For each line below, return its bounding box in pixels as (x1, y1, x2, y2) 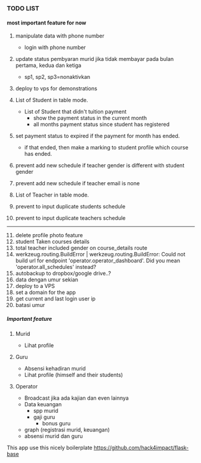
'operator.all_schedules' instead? (15, 263, 97, 271)
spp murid (33, 407, 58, 415)
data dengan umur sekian (15, 276, 79, 283)
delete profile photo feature (15, 232, 83, 239)
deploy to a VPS (15, 283, 55, 290)
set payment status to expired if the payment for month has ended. (15, 133, 180, 140)
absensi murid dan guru (24, 433, 83, 440)
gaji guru (33, 413, 55, 421)
